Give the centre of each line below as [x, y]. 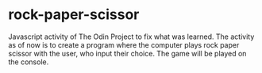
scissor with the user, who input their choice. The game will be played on [127, 53]
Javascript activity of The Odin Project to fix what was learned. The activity [131, 36]
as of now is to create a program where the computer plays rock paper [124, 44]
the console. [29, 62]
